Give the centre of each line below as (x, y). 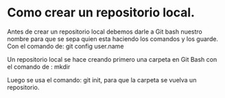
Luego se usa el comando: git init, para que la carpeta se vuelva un (102, 79)
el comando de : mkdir (39, 66)
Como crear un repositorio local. (101, 13)
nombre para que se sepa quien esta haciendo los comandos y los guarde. (113, 38)
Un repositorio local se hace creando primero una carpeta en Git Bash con (112, 59)
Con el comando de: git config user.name (66, 46)
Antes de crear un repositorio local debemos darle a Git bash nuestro (105, 32)
